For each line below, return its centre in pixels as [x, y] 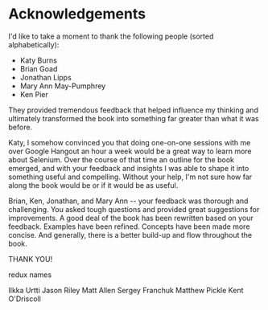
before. [21, 127]
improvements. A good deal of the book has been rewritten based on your [131, 218]
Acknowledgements [77, 14]
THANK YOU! [31, 259]
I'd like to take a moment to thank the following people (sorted [111, 36]
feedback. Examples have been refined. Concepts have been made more [129, 226]
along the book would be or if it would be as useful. [93, 185]
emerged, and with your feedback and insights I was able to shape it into [129, 168]
